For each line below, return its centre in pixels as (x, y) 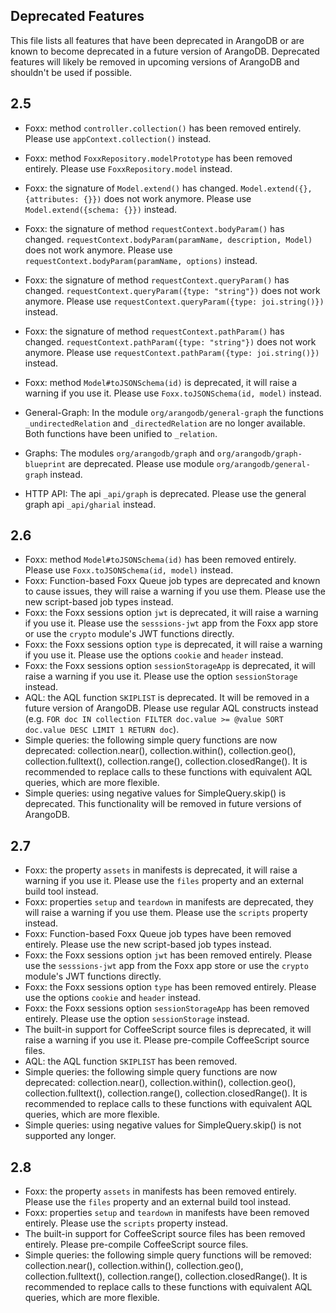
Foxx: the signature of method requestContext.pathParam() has (154, 331)
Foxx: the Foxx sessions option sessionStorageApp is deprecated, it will (170, 666)
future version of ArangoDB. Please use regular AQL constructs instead (171, 708)
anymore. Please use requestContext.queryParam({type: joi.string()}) (174, 301)
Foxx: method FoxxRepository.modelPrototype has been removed (158, 158)
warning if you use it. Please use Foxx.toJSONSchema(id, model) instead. (173, 393)
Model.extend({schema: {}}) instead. (101, 209)
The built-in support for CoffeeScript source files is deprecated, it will (168, 1030)
